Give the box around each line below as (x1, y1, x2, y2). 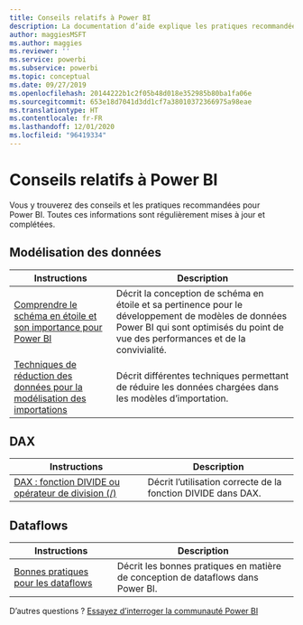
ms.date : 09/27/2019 (9, 80, 87, 89)
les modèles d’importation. (115, 392, 229, 405)
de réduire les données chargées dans (115, 380, 280, 393)
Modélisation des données (9, 245, 162, 260)
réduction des (14, 369, 73, 382)
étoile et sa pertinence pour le (115, 298, 243, 311)
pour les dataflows (14, 577, 93, 590)
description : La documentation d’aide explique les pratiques (9, 22, 248, 31)
